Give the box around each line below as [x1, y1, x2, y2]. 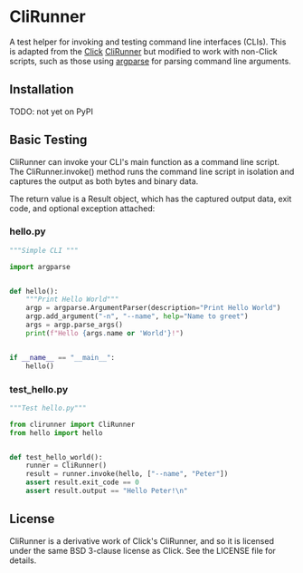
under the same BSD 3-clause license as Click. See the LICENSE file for [9, 545, 276, 556]
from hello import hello [9, 428, 103, 437]
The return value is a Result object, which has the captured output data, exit [9, 193, 292, 204]
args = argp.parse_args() [25, 320, 124, 330]
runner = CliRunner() [25, 461, 107, 471]
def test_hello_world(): [9, 452, 103, 461]
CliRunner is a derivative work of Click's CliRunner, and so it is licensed [9, 535, 274, 546]
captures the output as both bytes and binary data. [9, 175, 199, 187]
